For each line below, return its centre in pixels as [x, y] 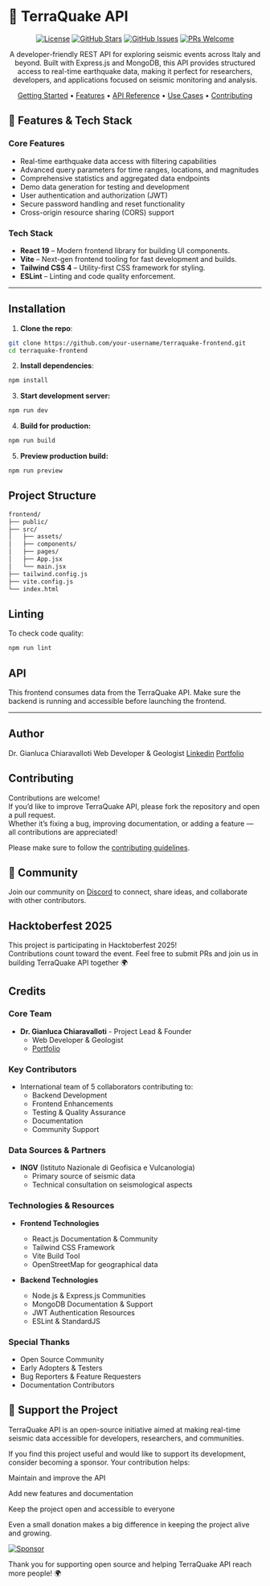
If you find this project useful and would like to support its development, [127, 1453]
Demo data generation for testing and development [105, 186]
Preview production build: [64, 456]
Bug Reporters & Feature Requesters [80, 1376]
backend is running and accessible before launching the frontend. [117, 701]
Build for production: [55, 426]
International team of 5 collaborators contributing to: [106, 1087]
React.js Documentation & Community [95, 1239]
